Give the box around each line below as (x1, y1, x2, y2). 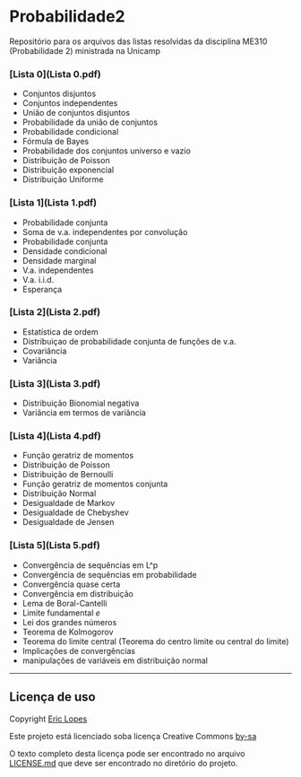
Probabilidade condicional (21, 127, 119, 137)
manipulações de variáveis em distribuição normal (21, 655, 209, 666)
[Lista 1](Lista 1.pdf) (9, 196, 97, 209)
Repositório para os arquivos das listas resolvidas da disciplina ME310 (9, 36, 268, 47)
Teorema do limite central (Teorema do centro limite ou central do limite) (21, 635, 289, 647)
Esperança (21, 284, 63, 294)
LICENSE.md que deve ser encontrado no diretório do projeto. (9, 757, 238, 768)
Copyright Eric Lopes (9, 713, 88, 724)
